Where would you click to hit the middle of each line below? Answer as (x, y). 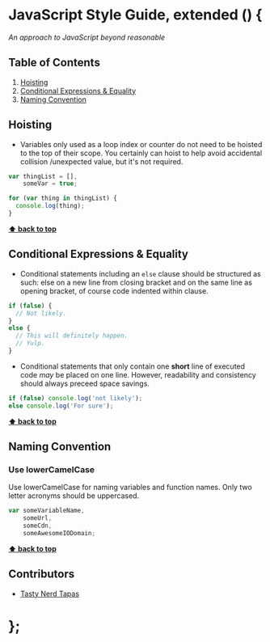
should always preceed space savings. (84, 383)
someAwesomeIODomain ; (59, 533)
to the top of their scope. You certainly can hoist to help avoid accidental (141, 153)
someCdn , (38, 526)
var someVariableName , (46, 511)
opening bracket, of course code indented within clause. (114, 291)
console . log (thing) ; (50, 206)
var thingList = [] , (43, 176)
